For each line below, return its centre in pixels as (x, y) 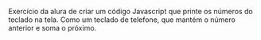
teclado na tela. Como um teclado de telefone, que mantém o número (122, 20)
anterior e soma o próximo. (53, 28)
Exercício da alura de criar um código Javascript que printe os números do (130, 11)
